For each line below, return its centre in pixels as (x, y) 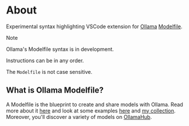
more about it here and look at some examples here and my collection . (91, 110)
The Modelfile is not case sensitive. (49, 71)
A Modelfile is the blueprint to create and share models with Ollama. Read (94, 104)
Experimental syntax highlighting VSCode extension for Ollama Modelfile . (94, 26)
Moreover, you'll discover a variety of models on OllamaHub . (79, 117)
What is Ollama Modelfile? (55, 91)
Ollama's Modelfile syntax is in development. (60, 49)
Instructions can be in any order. (45, 60)
